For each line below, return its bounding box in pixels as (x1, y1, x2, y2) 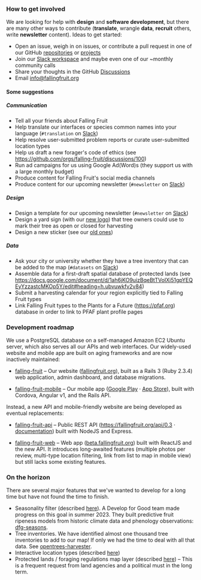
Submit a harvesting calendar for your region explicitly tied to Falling (14, 289, 184, 296)
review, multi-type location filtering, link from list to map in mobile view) (14, 452, 191, 459)
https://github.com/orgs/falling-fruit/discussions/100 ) (14, 155, 147, 162)
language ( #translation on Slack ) (14, 129, 99, 136)
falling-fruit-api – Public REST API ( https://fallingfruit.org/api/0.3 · (14, 421, 175, 429)
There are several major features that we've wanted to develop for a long (6, 487, 186, 494)
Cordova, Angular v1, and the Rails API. (14, 391, 111, 399)
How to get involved (6, 5, 66, 13)
